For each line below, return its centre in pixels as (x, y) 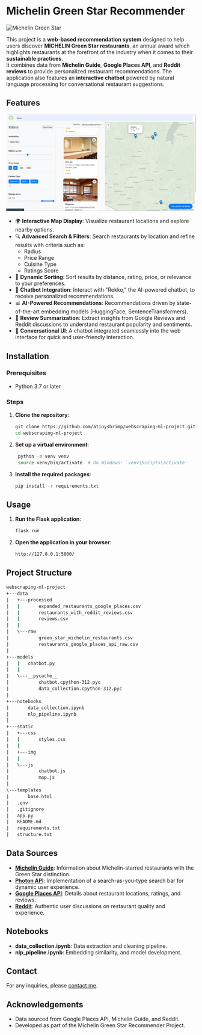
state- (184, 303)
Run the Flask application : (48, 519)
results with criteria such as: (50, 245)
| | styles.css (36, 740)
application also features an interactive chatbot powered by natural (90, 78)
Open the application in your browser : (63, 542)
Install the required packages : (53, 474)
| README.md (24, 822)
